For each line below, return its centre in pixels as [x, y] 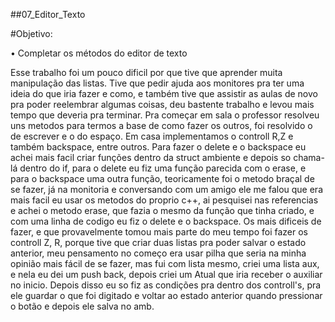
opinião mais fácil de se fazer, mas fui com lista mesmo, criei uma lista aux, [165, 263]
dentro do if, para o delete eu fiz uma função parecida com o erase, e [163, 168]
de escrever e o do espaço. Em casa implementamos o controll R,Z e [152, 136]
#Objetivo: [31, 33]
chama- [309, 157]
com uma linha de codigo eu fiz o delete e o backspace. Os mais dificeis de [166, 221]
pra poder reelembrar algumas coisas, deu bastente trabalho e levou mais [162, 104]
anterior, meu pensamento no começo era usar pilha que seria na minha [158, 253]
